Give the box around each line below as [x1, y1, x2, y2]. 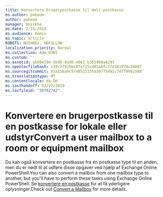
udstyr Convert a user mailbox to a [5, 131, 152, 143]
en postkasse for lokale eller [5, 121, 127, 132]
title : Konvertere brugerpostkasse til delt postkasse [5, 7, 124, 13]
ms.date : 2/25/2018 [5, 26, 47, 32]
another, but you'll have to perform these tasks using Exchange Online [5, 175, 152, 181]
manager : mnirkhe [5, 21, 42, 27]
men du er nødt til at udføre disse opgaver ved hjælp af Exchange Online [5, 164, 157, 171]
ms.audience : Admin [5, 31, 47, 36]
